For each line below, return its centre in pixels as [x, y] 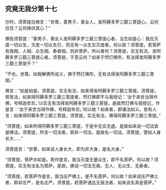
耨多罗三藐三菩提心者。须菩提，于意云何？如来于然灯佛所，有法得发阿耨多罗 [83, 57]
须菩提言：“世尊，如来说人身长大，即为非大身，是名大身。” [64, 149]
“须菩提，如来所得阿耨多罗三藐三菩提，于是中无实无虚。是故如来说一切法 [80, 126]
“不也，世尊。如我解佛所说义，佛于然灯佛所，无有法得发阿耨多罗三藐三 [78, 74]
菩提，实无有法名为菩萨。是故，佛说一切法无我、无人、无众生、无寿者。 [79, 166]
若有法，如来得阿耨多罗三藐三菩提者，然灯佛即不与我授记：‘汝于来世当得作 [82, 97]
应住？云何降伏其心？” [28, 28]
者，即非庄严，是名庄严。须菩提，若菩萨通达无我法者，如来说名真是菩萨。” [81, 182]
